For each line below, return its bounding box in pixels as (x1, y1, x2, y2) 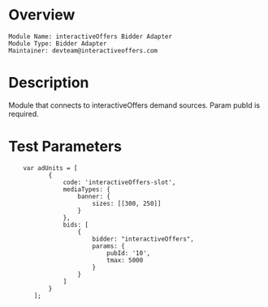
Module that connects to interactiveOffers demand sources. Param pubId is (8, 100, 261, 110)
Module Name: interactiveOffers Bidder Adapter (8, 32, 173, 41)
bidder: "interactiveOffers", (92, 235, 195, 243)
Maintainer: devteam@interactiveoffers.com (8, 46, 158, 54)
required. (8, 109, 39, 118)
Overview (8, 6, 76, 24)
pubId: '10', (106, 249, 151, 257)
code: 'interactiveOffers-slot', (63, 178, 176, 186)
